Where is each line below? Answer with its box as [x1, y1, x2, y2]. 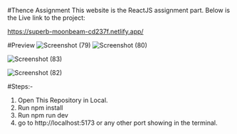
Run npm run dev [17, 111, 69, 119]
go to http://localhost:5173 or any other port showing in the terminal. [17, 118, 218, 127]
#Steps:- [7, 82, 33, 91]
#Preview [7, 41, 36, 49]
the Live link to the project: [7, 13, 85, 22]
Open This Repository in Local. [17, 96, 108, 104]
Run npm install [17, 104, 63, 112]
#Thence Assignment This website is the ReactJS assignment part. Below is [7, 6, 230, 14]
